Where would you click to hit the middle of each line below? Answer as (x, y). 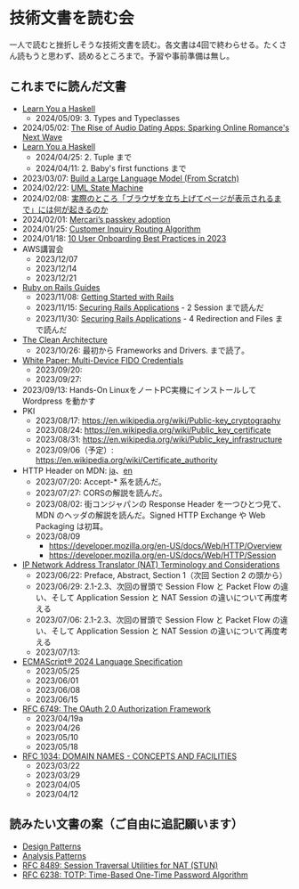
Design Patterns (52, 846)
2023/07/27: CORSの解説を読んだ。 (101, 493)
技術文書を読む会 (72, 18)
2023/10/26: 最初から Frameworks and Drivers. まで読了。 (142, 350)
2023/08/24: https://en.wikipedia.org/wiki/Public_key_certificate (153, 429)
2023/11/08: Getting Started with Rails (105, 297)
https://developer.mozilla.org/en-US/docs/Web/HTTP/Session (162, 555)
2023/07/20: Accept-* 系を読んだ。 (101, 481)
